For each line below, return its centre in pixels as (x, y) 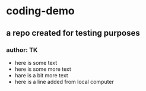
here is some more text (43, 69)
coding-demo (41, 11)
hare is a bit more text (41, 75)
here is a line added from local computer (64, 81)
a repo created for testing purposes (73, 33)
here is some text (36, 62)
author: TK (22, 50)
